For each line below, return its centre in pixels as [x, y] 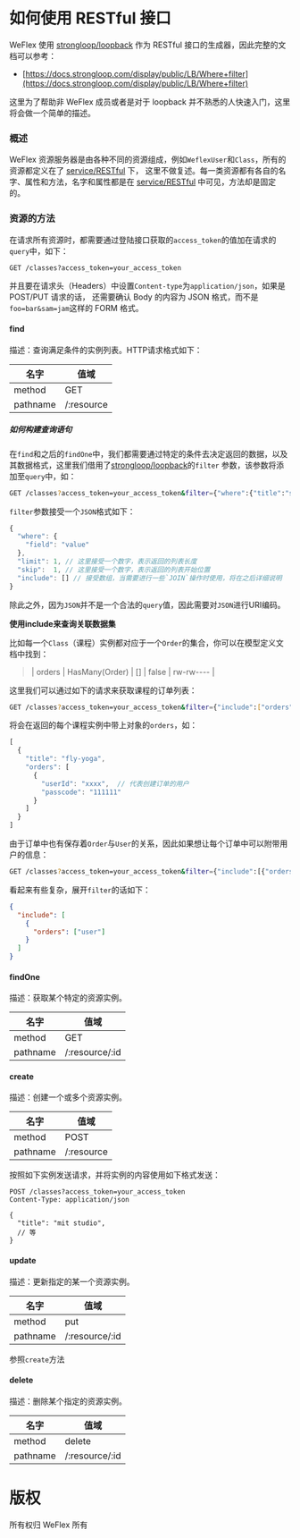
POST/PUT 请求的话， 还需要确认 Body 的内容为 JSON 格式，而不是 [134, 297]
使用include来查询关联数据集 [62, 623]
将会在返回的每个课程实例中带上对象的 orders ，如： [104, 725]
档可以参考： [33, 55]
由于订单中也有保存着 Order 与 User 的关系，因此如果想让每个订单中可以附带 [145, 844]
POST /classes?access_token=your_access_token [97, 1192]
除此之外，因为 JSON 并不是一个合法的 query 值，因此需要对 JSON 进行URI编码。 [147, 604]
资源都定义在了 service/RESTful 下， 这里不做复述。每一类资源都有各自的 [144, 171]
